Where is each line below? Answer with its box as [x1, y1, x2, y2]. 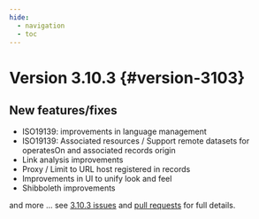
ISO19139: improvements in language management [21, 126, 208, 137]
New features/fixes [9, 103, 118, 118]
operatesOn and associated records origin [21, 145, 176, 156]
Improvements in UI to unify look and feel [21, 174, 172, 184]
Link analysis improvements [21, 154, 124, 165]
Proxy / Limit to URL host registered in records [21, 164, 191, 175]
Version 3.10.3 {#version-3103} [9, 67, 246, 88]
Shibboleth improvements [21, 183, 117, 193]
